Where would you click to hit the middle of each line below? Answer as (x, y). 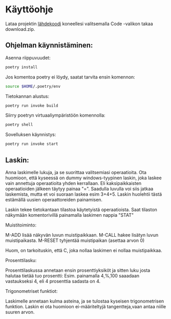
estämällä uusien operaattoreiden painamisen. (54, 199)
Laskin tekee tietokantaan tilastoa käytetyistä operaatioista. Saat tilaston (81, 210)
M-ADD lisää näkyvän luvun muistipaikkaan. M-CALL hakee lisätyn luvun (82, 235)
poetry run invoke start (32, 144)
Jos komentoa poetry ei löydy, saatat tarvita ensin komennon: (70, 77)
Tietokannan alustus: (27, 96)
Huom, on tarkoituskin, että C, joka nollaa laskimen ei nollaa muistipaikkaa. (84, 250)
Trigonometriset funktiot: (31, 291)
